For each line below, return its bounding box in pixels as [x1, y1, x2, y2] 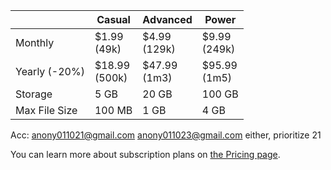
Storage [15, 87, 53, 101]
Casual [96, 13, 131, 26]
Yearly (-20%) [15, 65, 85, 78]
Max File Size [15, 104, 78, 117]
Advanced [142, 13, 193, 26]
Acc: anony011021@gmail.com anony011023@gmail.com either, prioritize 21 [10, 129, 322, 141]
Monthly [15, 36, 55, 49]
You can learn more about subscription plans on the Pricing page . [10, 149, 281, 160]
